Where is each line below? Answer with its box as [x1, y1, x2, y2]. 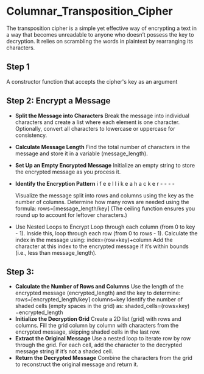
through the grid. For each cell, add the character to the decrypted [15, 341, 183, 349]
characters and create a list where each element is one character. [15, 118, 180, 126]
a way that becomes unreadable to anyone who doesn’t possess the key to [6, 31, 194, 38]
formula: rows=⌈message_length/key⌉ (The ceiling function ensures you [15, 205, 195, 212]
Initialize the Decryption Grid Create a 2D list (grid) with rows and [15, 315, 181, 323]
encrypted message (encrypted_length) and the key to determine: [15, 289, 181, 297]
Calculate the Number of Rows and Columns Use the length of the [15, 283, 184, 290]
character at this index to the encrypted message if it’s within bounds [15, 243, 189, 250]
